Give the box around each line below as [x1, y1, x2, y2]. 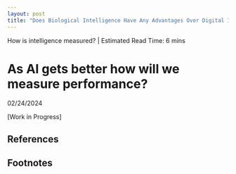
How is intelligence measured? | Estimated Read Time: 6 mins [7, 36, 186, 44]
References [7, 133, 59, 145]
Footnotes [7, 157, 53, 169]
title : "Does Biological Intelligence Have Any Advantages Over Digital [7, 17, 225, 24]
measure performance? [7, 75, 148, 92]
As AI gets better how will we [7, 61, 180, 77]
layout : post [7, 10, 46, 18]
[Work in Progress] [7, 113, 62, 121]
